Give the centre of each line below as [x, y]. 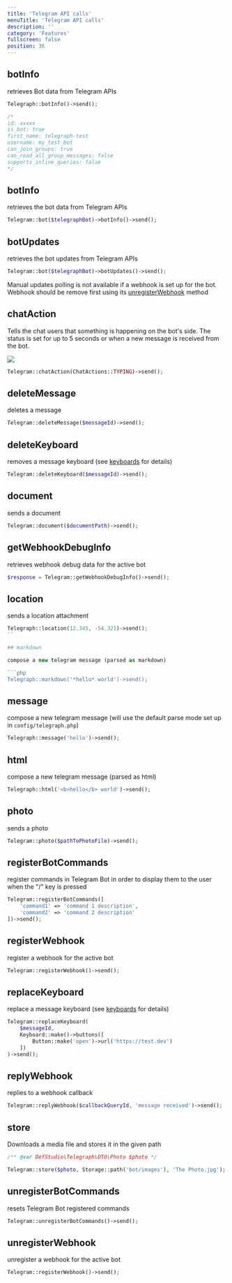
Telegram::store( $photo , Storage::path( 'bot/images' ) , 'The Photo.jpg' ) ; [117, 1170]
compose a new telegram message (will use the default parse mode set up [114, 718]
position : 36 [26, 46]
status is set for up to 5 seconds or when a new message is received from [113, 338]
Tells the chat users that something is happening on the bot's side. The [109, 331]
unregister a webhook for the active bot [64, 1260]
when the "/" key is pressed [47, 887]
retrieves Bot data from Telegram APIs [62, 91]
